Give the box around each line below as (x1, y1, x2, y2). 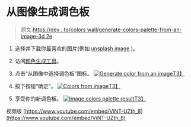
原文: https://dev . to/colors (20, 26, 86, 33)
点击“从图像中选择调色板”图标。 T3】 (14, 70, 185, 77)
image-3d (20, 32, 45, 40)
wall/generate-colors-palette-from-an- (87, 26, 182, 33)
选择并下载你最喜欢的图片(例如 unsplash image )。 (14, 45, 138, 52)
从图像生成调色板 (6, 5, 90, 19)
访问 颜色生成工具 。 (14, 57, 62, 64)
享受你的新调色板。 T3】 (14, 95, 147, 102)
